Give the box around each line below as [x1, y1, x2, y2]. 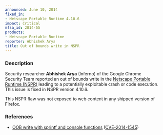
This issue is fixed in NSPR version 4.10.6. [5, 86, 89, 92]
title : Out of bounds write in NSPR [5, 44, 80, 48]
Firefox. [5, 101, 20, 107]
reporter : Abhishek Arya [5, 39, 56, 44]
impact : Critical [5, 21, 41, 26]
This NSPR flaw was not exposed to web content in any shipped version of [5, 96, 155, 102]
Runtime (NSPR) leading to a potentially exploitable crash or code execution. [5, 81, 159, 87]
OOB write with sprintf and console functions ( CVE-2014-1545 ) [12, 124, 139, 130]
